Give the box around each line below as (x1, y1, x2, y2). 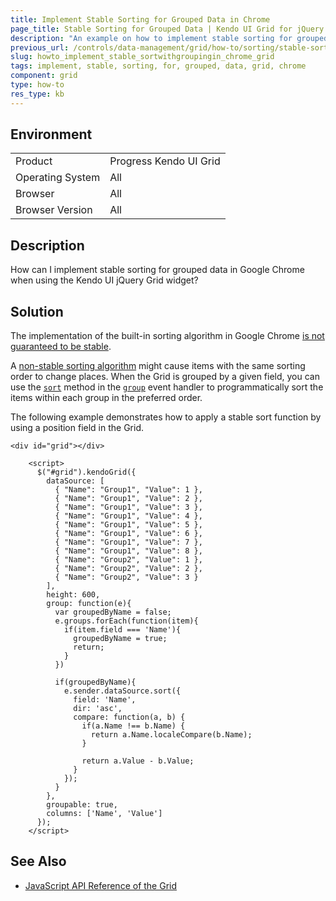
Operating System (15, 171, 101, 185)
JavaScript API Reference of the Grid (24, 879, 178, 891)
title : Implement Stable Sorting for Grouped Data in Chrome (10, 14, 271, 25)
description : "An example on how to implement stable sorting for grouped (10, 33, 329, 43)
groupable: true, (46, 800, 118, 810)
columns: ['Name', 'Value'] (46, 809, 163, 819)
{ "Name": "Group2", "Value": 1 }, (54, 555, 203, 565)
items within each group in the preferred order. (10, 392, 203, 404)
